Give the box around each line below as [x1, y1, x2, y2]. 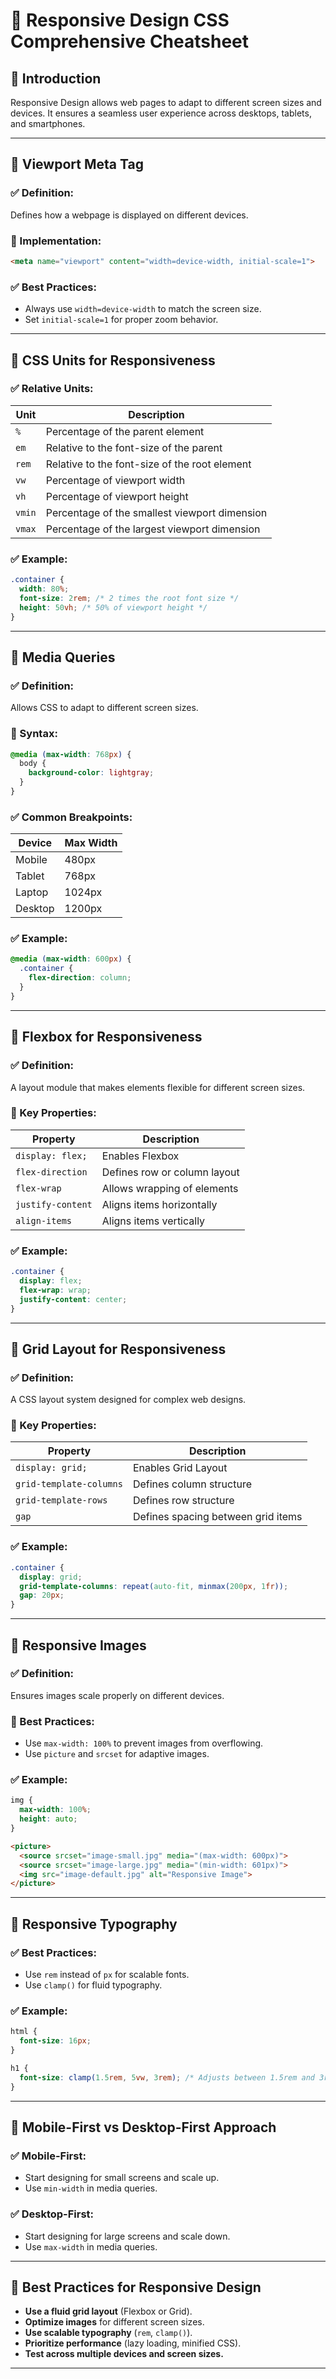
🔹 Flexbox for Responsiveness [10, 1029, 203, 1046]
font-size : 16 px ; [19, 2036, 92, 2046]
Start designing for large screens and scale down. [24, 2230, 231, 2242]
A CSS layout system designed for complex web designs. [10, 1394, 247, 1406]
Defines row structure [132, 1494, 235, 1508]
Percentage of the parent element [45, 424, 205, 438]
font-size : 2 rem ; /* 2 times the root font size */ [19, 593, 240, 603]
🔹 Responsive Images [10, 1637, 147, 1654]
